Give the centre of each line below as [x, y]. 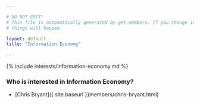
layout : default [26, 39]
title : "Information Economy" [44, 44]
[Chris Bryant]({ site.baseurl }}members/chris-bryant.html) [87, 94]
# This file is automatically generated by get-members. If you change [97, 22]
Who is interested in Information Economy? [70, 82]
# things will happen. [34, 28]
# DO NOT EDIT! [25, 17]
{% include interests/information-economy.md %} [67, 67]
